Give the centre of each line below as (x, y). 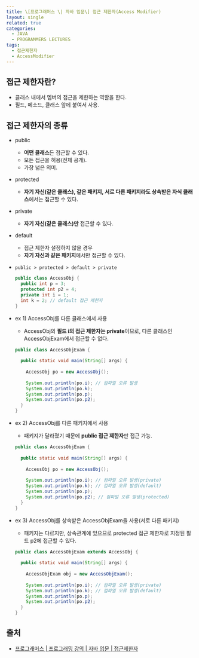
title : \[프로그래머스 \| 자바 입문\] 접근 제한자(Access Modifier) (84, 12)
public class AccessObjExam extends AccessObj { (76, 552)
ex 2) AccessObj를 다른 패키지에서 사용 (62, 423)
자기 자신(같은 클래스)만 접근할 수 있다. (68, 224)
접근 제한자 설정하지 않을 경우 (58, 248)
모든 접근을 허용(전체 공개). (55, 160)
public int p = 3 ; (43, 284)
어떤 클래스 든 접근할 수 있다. (56, 152)
